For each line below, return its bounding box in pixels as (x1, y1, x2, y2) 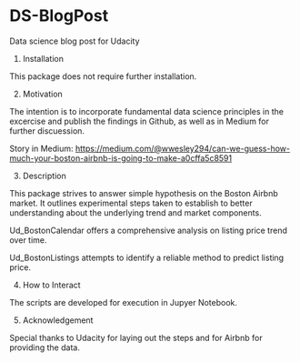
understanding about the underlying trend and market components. (9, 206, 262, 218)
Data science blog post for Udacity (9, 35, 140, 46)
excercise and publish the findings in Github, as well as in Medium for (9, 116, 270, 126)
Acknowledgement (22, 315, 94, 326)
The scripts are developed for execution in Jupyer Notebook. (9, 297, 238, 307)
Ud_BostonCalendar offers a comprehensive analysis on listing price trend (9, 225, 288, 236)
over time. (9, 234, 47, 246)
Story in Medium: (9, 143, 75, 154)
